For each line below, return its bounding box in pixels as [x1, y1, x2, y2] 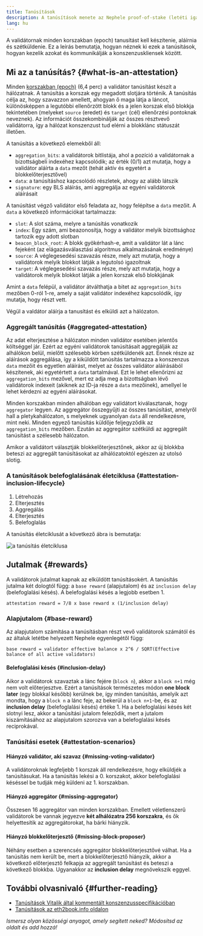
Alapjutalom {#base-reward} [6, 614, 93, 623]
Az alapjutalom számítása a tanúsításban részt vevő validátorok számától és [6, 627, 195, 635]
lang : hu [6, 20, 28, 26]
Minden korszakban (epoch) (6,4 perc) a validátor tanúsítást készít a [6, 83, 176, 91]
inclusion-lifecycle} [6, 479, 65, 488]
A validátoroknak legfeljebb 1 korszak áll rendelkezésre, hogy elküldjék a [6, 766, 186, 773]
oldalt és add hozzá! [6, 924, 57, 931]
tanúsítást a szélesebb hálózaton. [6, 432, 89, 439]
